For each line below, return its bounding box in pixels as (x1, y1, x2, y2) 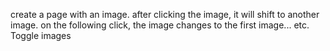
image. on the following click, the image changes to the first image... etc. (10, 19, 310, 31)
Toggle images (10, 30, 72, 41)
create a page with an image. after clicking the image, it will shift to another (10, 9, 320, 20)
